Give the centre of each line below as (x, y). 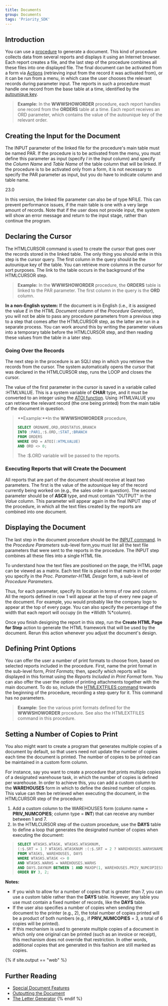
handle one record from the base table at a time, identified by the (72, 89)
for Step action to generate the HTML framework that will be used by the (80, 627)
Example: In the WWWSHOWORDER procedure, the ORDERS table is (89, 285)
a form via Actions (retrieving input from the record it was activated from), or (84, 73)
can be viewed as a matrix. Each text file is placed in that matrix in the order (83, 571)
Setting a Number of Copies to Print (61, 734)
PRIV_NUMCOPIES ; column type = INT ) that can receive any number (83, 814)
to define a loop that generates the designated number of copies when (85, 830)
